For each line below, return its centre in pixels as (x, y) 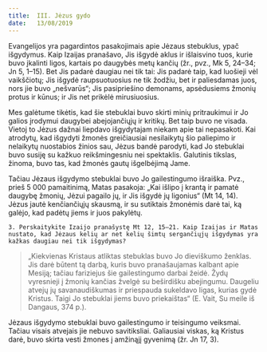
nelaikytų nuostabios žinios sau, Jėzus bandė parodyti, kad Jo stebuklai (126, 146)
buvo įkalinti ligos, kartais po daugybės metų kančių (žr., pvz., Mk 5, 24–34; (132, 63)
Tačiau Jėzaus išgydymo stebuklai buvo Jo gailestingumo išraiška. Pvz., (127, 178)
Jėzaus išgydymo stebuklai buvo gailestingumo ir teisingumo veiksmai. (125, 322)
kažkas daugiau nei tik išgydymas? (67, 241)
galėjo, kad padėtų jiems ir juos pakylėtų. (76, 212)
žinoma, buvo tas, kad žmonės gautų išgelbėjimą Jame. (100, 163)
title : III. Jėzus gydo (49, 16)
